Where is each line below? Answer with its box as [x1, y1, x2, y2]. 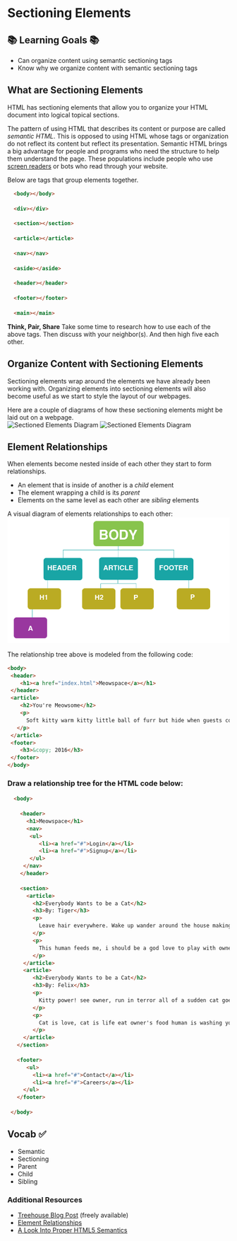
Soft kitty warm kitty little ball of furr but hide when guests [25, 717, 222, 724]
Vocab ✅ [7, 1129, 47, 1141]
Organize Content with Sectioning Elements [7, 358, 204, 370]
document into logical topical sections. [7, 110, 120, 119]
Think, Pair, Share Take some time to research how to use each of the [7, 322, 211, 330]
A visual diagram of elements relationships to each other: [7, 509, 174, 518]
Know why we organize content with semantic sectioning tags [17, 64, 198, 72]
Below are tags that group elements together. [7, 175, 139, 184]
